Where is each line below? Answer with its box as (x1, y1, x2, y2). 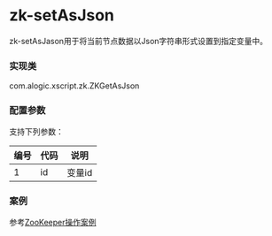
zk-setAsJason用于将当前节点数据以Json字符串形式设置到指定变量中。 (9, 35, 268, 46)
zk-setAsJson (9, 5, 115, 26)
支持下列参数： (9, 126, 64, 137)
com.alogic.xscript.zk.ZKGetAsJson (9, 80, 140, 91)
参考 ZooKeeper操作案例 (9, 217, 97, 227)
